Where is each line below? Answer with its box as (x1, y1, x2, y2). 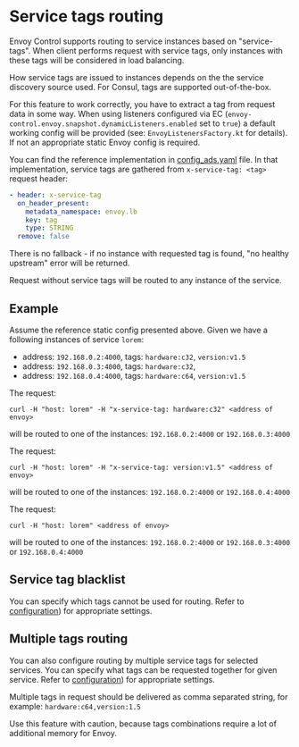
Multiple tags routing (9, 632, 129, 647)
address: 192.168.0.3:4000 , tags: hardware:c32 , (21, 361, 196, 372)
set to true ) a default (199, 118, 276, 129)
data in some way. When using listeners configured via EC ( (9, 108, 228, 119)
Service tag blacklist (9, 572, 126, 587)
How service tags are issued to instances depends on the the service (9, 71, 264, 82)
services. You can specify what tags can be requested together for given (9, 664, 278, 676)
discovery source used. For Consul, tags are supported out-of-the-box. (9, 81, 272, 92)
